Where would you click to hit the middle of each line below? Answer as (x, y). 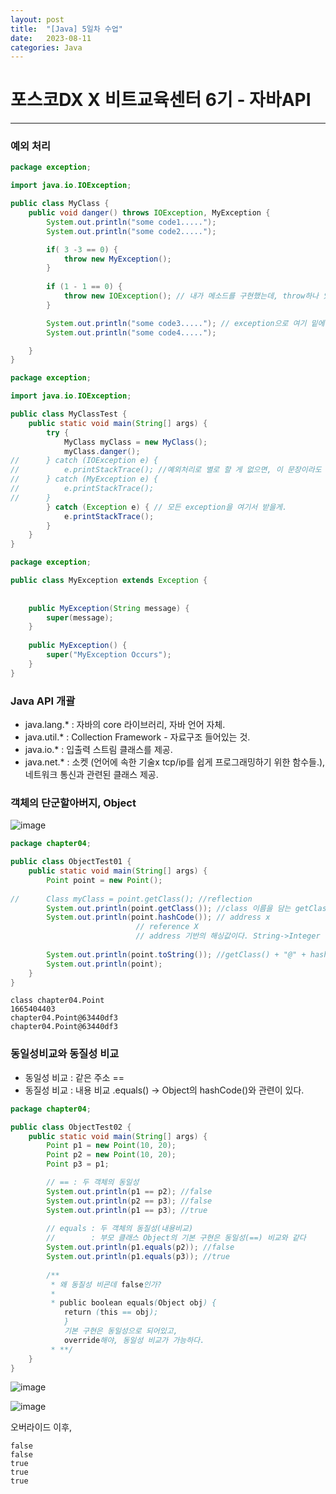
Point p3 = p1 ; (78, 1164)
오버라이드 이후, (41, 1427)
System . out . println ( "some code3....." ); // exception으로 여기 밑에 (185, 323)
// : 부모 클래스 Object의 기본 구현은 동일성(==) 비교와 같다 (176, 1238)
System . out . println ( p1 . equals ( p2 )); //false (140, 1247)
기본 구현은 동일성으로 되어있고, (120, 1331)
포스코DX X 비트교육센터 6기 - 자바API (161, 100)
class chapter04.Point (57, 1001)
